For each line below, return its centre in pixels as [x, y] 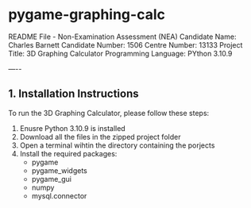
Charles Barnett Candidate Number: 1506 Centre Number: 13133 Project [125, 44]
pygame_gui [51, 179]
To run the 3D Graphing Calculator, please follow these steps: [109, 113]
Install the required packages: [68, 153]
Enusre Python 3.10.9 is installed [72, 128]
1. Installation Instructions [73, 94]
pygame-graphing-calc [87, 15]
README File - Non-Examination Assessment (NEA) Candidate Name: [122, 37]
